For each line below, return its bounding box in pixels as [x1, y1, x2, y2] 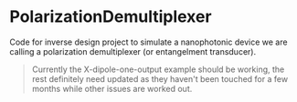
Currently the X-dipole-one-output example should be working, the [31, 64, 285, 75]
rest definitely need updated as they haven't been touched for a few [31, 73, 289, 84]
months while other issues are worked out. [31, 83, 193, 94]
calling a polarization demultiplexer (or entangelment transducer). [9, 46, 257, 56]
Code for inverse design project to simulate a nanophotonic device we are [9, 36, 288, 47]
